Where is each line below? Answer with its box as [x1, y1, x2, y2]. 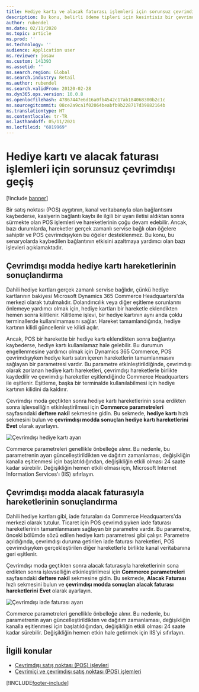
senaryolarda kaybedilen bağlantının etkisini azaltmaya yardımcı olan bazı [6, 238, 185, 245]
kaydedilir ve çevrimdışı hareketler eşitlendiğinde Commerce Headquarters [6, 373, 189, 380]
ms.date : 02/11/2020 [6, 25, 57, 31]
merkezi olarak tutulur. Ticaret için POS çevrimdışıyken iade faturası [6, 519, 171, 526]
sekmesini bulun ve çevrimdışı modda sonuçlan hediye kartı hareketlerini [6, 416, 188, 423]
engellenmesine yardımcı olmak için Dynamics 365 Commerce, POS [6, 348, 172, 355]
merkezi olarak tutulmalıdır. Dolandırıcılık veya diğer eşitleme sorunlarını [6, 299, 181, 306]
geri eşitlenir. [6, 550, 38, 558]
